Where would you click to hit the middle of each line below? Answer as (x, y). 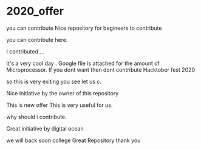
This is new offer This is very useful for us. (60, 105)
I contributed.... (25, 51)
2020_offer (35, 11)
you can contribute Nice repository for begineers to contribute (84, 28)
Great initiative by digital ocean (45, 128)
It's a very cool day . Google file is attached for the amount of (83, 63)
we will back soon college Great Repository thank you (73, 140)
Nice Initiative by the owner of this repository (63, 93)
